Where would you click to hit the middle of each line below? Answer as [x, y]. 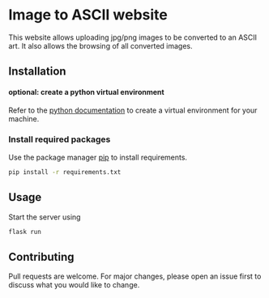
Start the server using [45, 217]
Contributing [41, 257]
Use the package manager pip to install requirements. [98, 157]
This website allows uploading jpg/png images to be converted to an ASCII [133, 37]
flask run [25, 232]
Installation [37, 72]
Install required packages [60, 139]
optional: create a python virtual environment [86, 92]
